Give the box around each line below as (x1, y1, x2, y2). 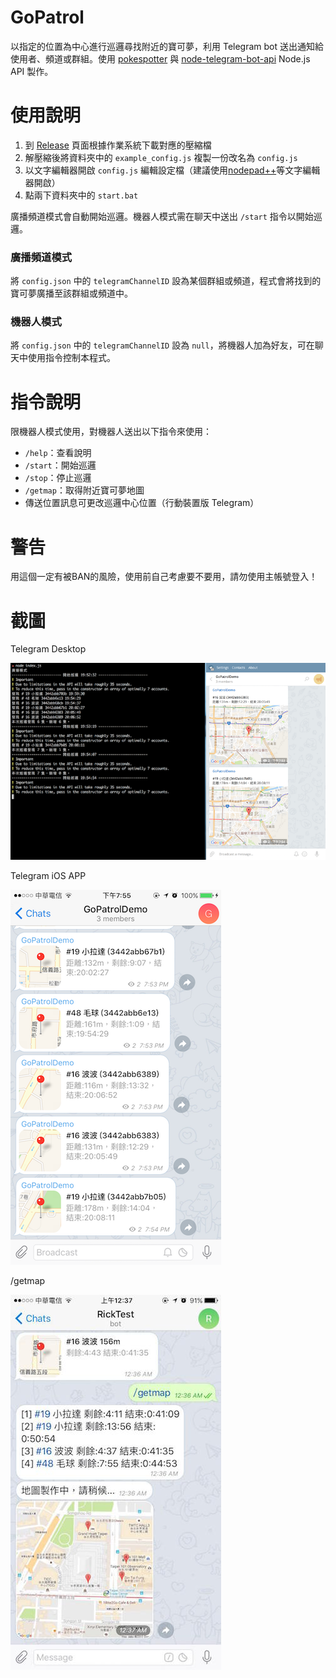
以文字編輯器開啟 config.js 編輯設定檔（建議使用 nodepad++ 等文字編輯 (24, 164, 321, 176)
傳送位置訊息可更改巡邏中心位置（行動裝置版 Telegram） (24, 497, 260, 509)
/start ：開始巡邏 (24, 459, 97, 471)
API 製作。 (10, 65, 54, 77)
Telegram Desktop (10, 643, 87, 655)
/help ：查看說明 (24, 447, 92, 459)
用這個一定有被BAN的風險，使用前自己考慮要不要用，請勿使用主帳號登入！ (10, 571, 318, 583)
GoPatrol (10, 6, 85, 29)
